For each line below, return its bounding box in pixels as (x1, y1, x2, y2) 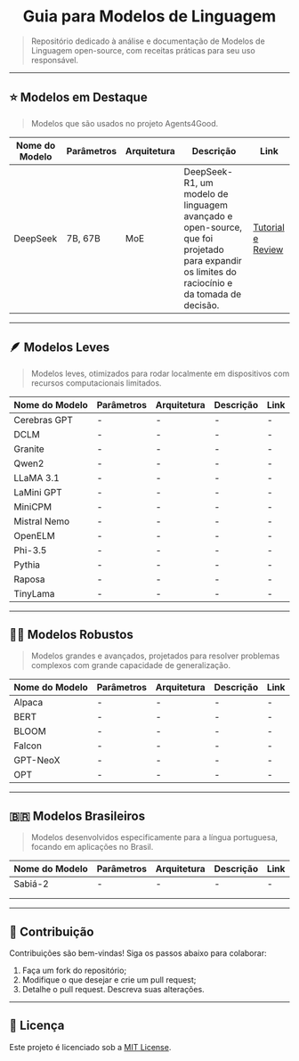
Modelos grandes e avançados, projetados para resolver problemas (30, 650, 280, 661)
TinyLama (13, 587, 55, 600)
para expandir (183, 254, 242, 266)
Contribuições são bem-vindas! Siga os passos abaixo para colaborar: (9, 948, 267, 959)
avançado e (183, 209, 233, 222)
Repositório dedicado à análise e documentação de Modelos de (30, 36, 265, 46)
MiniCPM (13, 501, 53, 513)
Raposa (13, 573, 46, 585)
